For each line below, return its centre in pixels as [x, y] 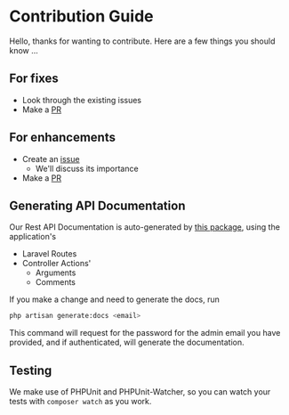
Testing [31, 370]
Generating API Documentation [97, 205]
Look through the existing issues [82, 100]
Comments [56, 282]
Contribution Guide [81, 16]
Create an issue [51, 159]
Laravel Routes [49, 254]
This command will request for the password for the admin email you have [145, 333]
